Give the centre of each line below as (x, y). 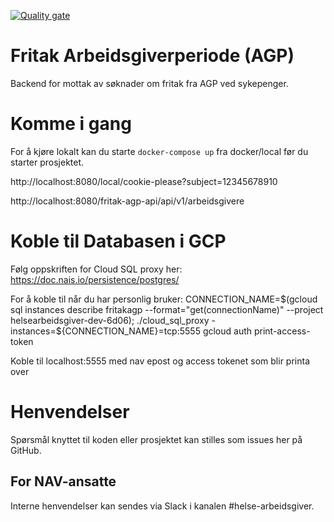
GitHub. (26, 450)
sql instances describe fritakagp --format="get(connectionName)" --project (167, 309)
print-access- (282, 331)
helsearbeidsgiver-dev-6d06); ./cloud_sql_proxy (110, 320)
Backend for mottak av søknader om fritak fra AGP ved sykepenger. (149, 83)
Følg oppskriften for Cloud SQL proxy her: (96, 269)
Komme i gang (71, 124)
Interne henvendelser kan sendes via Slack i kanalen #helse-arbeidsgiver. (162, 506)
